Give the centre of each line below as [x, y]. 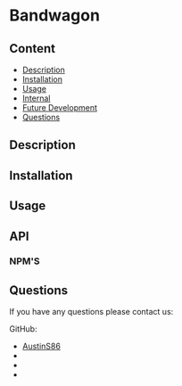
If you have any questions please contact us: [91, 312]
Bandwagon [55, 16]
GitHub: [23, 329]
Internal [36, 98]
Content [33, 49]
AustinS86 [41, 346]
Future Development [60, 107]
